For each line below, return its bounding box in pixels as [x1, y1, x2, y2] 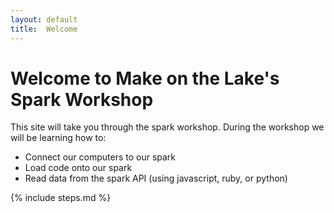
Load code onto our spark [24, 162, 133, 174]
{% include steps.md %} [10, 192, 112, 204]
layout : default [10, 14, 78, 25]
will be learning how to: [10, 132, 107, 144]
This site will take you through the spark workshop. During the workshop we [10, 121, 325, 133]
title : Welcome [10, 24, 78, 34]
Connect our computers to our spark [24, 151, 177, 163]
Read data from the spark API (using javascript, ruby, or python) [24, 172, 288, 185]
